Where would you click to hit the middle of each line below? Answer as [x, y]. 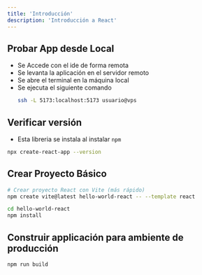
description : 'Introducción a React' [62, 20]
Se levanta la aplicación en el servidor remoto [83, 73]
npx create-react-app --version [54, 152]
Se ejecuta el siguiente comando [64, 87]
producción [33, 248]
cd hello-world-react [39, 209]
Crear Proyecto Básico [57, 174]
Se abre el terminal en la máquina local [73, 80]
